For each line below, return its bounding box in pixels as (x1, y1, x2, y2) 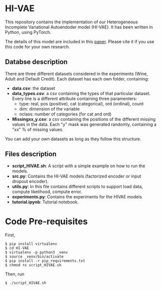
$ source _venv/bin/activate (5, 254, 64, 259)
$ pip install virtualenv (5, 241, 57, 246)
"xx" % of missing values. (12, 127, 64, 132)
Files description (5, 150, 57, 158)
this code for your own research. (5, 44, 70, 49)
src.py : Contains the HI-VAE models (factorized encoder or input (12, 173, 142, 179)
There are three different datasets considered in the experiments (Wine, (5, 71, 148, 77)
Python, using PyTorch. (5, 29, 52, 35)
